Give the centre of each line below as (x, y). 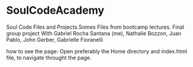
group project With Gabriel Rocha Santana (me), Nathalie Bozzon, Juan (94, 33)
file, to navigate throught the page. (49, 57)
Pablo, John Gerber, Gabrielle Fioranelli (55, 39)
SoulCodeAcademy (55, 10)
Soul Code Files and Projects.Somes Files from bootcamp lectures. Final (95, 27)
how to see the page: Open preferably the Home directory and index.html (97, 51)
